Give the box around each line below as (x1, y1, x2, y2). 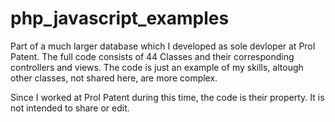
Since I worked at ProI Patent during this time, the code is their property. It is (10, 91, 325, 103)
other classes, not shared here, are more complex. (10, 72, 218, 84)
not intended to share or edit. (10, 102, 130, 114)
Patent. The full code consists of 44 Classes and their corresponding (10, 50, 295, 62)
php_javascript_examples (10, 7, 230, 30)
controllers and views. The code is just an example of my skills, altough (10, 61, 304, 73)
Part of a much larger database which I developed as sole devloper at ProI (10, 40, 316, 52)
